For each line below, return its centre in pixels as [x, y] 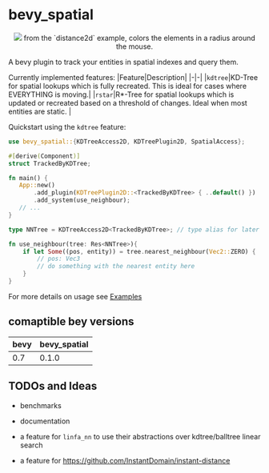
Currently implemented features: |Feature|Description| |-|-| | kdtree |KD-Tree [133, 77]
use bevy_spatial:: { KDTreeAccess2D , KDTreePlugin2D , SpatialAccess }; [127, 142]
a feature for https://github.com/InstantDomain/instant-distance [125, 460]
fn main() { [28, 178]
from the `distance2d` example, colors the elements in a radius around [140, 38]
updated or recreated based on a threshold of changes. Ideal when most [128, 102]
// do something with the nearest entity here [116, 267]
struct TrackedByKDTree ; [50, 163]
